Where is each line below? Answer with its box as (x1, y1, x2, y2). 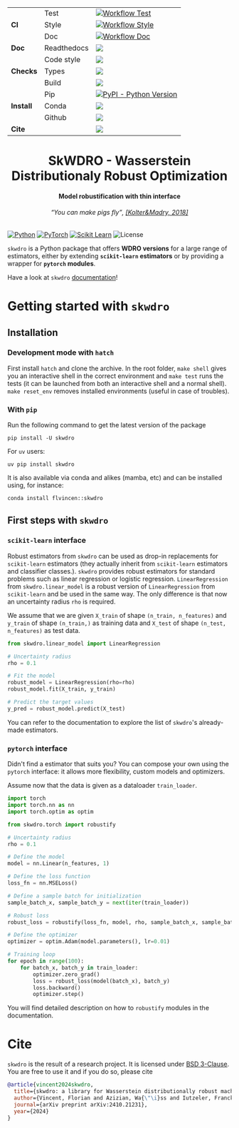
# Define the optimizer (7, 931, 78, 939)
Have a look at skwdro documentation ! (7, 273, 118, 281)
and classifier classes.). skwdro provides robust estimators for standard (7, 566, 216, 575)
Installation (7, 326, 58, 338)
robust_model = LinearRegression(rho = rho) (7, 679, 135, 686)
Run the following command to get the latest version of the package (7, 421, 206, 430)
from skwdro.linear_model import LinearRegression (7, 640, 161, 647)
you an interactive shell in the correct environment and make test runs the (7, 371, 224, 380)
